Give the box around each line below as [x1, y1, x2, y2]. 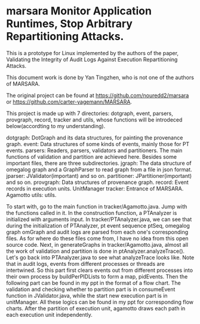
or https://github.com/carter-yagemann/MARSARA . [6, 98, 133, 105]
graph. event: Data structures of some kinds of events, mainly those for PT [6, 140, 190, 147]
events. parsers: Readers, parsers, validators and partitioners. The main [6, 147, 183, 154]
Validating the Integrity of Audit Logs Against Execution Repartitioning [6, 56, 178, 63]
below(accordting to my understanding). [6, 122, 106, 129]
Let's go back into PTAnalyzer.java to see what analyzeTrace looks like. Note [6, 253, 195, 261]
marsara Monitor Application [6, 4, 152, 18]
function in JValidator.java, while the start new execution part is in [6, 292, 168, 299]
